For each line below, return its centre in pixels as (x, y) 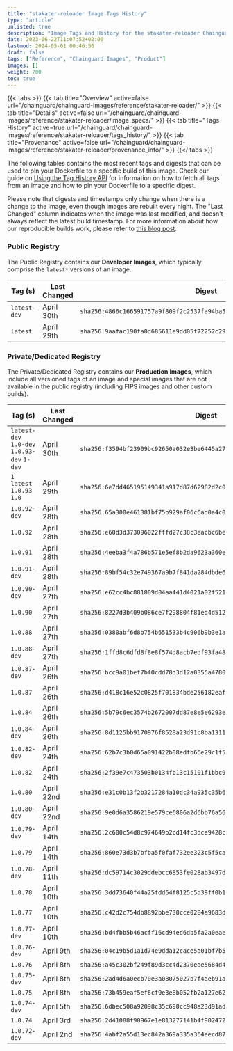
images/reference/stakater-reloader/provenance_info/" (86, 150)
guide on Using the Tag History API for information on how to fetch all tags (113, 178)
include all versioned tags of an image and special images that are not (107, 379)
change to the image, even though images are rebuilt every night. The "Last (115, 207)
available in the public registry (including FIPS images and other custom (110, 386)
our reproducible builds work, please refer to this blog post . (92, 229)
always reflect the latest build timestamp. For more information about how (113, 221)
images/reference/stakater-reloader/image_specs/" (81, 120)
